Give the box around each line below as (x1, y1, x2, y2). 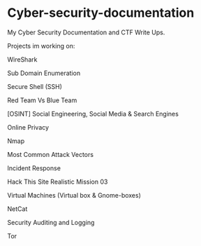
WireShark (7, 55, 38, 64)
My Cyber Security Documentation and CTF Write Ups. (7, 28, 165, 36)
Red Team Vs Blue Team (7, 96, 77, 104)
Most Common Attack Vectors (7, 150, 94, 158)
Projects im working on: (7, 41, 75, 50)
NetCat (7, 205, 28, 213)
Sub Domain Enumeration (7, 69, 81, 77)
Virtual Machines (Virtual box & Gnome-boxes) (7, 191, 142, 199)
